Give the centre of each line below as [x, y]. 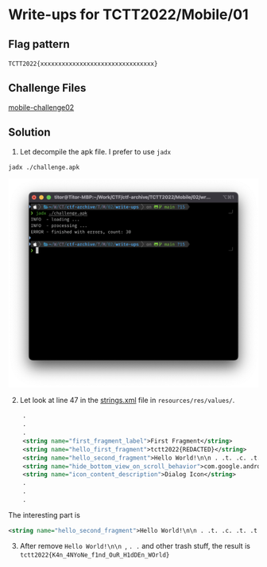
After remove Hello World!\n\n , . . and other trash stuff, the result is [135, 545]
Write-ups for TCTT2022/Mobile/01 [128, 15]
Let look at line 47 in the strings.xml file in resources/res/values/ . [127, 401]
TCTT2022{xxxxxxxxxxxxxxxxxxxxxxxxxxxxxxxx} [83, 64]
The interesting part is [44, 514]
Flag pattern [39, 44]
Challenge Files [47, 88]
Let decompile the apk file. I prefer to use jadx [95, 151]
